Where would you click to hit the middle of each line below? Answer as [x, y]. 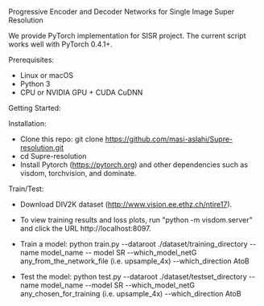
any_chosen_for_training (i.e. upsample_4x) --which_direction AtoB [130, 294]
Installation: [27, 123]
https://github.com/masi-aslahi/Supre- [169, 139]
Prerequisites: [31, 60]
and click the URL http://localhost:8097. [85, 228]
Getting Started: [35, 108]
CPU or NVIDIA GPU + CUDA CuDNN [81, 92]
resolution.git [42, 147]
